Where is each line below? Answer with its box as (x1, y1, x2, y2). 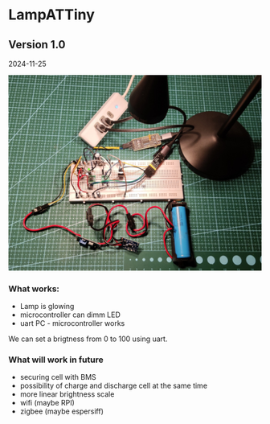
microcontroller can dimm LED (19, 310, 121, 319)
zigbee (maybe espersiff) (19, 406, 104, 416)
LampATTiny (8, 6, 95, 24)
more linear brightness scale (19, 389, 115, 399)
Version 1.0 (8, 38, 66, 51)
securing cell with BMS (19, 373, 96, 382)
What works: (8, 283, 60, 294)
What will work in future (8, 354, 104, 365)
